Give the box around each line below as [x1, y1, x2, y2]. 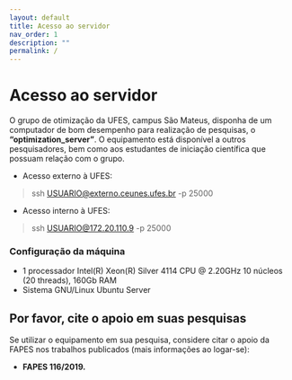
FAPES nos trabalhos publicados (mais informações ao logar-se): [9, 344, 250, 355]
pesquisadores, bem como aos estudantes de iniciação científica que [9, 144, 267, 155]
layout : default [9, 13, 70, 22]
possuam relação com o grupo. [9, 154, 125, 164]
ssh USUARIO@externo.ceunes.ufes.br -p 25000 [31, 188, 214, 199]
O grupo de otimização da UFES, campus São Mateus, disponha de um [9, 115, 272, 126]
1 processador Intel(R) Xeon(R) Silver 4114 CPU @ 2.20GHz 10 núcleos [22, 266, 283, 277]
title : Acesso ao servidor [9, 22, 111, 31]
